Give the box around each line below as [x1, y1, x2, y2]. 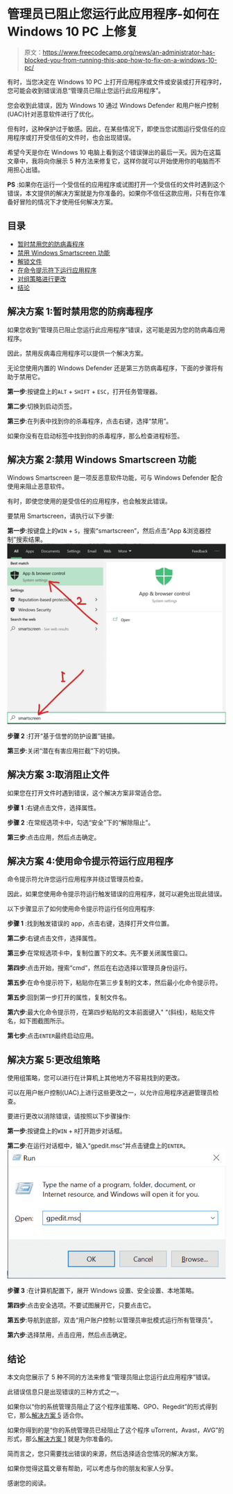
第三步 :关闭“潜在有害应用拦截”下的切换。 [7, 746, 124, 755]
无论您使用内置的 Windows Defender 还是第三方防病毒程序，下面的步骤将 [7, 363, 218, 372]
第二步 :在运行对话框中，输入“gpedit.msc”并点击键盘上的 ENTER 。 [7, 1142, 189, 1150]
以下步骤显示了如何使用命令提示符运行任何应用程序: [7, 905, 155, 913]
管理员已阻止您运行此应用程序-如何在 [7, 6, 220, 22]
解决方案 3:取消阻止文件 [7, 769, 110, 781]
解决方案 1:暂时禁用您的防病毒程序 [7, 305, 154, 317]
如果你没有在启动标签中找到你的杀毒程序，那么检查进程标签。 [7, 431, 184, 440]
